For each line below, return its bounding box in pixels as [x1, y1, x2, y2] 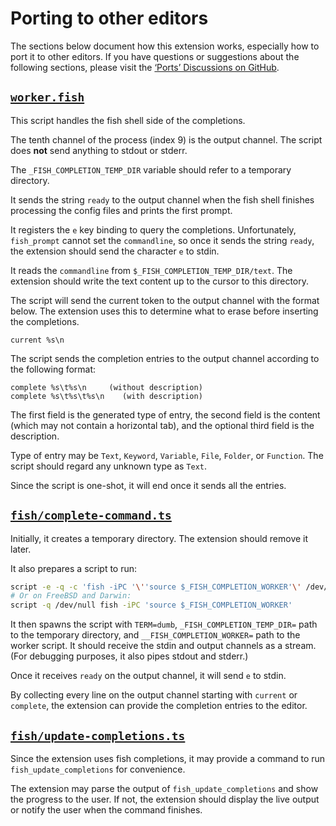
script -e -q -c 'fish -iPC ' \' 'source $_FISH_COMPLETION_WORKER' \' [10, 582, 302, 592]
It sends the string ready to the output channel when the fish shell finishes [10, 193, 315, 206]
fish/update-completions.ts [10, 728, 186, 743]
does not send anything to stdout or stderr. [10, 144, 188, 156]
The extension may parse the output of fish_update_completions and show [10, 783, 319, 794]
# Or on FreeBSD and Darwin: [10, 591, 132, 601]
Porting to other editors [10, 7, 209, 30]
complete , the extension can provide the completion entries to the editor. [10, 700, 308, 712]
